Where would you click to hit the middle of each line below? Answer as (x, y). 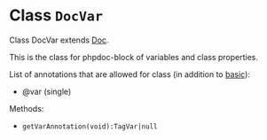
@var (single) (47, 91)
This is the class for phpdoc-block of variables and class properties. (134, 57)
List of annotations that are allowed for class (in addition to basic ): (130, 74)
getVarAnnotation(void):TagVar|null (90, 126)
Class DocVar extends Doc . (59, 40)
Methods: (27, 108)
